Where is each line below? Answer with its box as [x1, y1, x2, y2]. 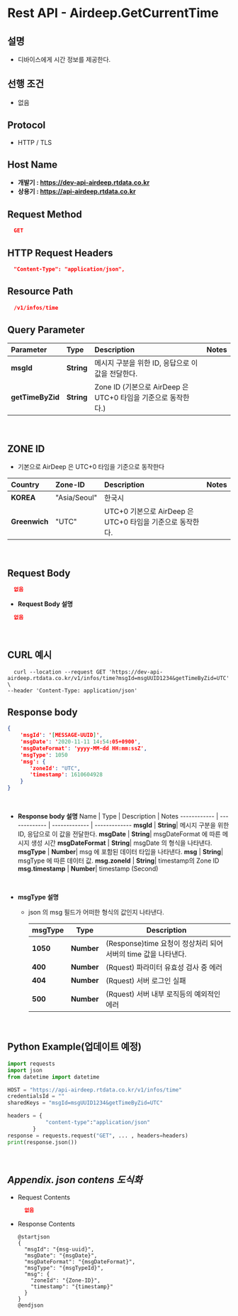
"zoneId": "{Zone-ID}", [30, 1277, 101, 1284]
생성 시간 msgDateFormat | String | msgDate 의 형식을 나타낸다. [30, 838, 212, 847]
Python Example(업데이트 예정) [7, 1041, 142, 1053]
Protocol [7, 119, 46, 131]
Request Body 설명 [17, 599, 73, 608]
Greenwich [11, 517, 49, 527]
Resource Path [7, 286, 73, 298]
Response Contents [17, 1220, 76, 1229]
